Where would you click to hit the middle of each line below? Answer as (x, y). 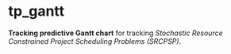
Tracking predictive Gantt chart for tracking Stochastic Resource (116, 33)
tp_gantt (37, 11)
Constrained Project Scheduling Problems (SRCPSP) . (95, 41)
